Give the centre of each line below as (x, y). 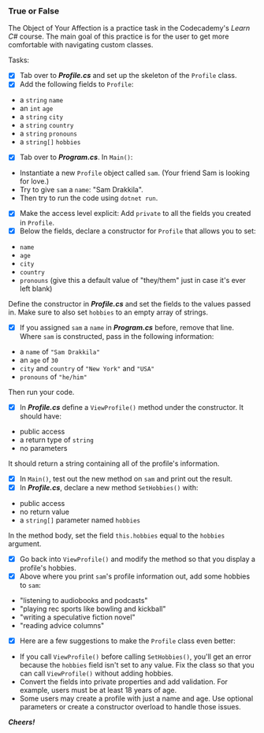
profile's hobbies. (48, 567)
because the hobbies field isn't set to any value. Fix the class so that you (137, 665)
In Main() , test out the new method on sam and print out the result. (126, 478)
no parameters (43, 448)
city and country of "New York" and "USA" (87, 368)
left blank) (36, 288)
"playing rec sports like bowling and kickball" (93, 608)
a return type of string (57, 440)
